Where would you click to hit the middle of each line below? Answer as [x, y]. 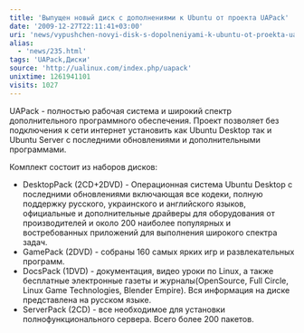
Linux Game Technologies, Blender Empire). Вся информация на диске [156, 290]
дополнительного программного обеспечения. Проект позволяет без [144, 120]
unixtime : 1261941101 [50, 77]
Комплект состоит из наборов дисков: [84, 166]
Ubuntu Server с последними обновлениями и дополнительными [135, 139]
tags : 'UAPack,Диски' [50, 60]
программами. [38, 149]
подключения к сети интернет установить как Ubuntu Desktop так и [141, 130]
